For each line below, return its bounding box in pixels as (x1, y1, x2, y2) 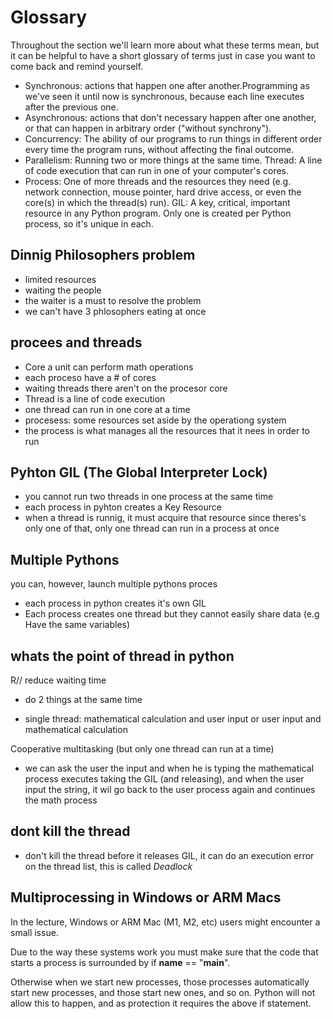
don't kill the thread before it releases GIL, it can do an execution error (24, 849, 315, 861)
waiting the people (24, 284, 102, 296)
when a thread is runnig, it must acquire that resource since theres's (24, 512, 307, 524)
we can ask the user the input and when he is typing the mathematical (24, 762, 315, 774)
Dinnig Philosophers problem (10, 247, 196, 264)
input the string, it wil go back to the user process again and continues (24, 784, 316, 795)
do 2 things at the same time (24, 694, 143, 705)
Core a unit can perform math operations (24, 361, 194, 373)
